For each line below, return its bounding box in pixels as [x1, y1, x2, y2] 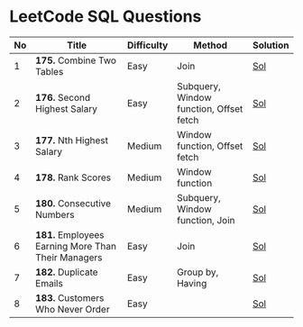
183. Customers [35, 291, 105, 304]
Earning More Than [35, 240, 117, 252]
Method [193, 39, 228, 51]
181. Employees [35, 228, 106, 241]
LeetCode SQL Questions [9, 6, 202, 27]
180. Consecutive [35, 196, 111, 209]
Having [177, 277, 207, 289]
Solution [252, 39, 289, 51]
